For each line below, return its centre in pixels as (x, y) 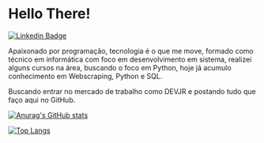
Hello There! (49, 14)
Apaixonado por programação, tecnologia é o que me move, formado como (131, 51)
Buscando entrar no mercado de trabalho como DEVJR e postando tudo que (132, 91)
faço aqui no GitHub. (42, 100)
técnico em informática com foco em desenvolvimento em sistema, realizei (130, 59)
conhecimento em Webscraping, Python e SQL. (85, 76)
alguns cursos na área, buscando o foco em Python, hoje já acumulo (120, 67)
